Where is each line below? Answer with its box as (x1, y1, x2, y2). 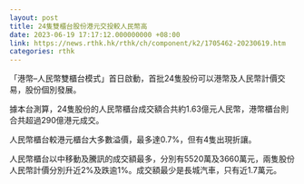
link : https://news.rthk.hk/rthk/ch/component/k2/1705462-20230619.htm (9, 38, 286, 48)
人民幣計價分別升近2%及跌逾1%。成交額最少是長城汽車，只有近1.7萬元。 (9, 165, 282, 176)
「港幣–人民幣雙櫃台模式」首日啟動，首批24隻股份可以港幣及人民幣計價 (9, 73, 279, 84)
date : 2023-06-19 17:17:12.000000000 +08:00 (9, 30, 181, 39)
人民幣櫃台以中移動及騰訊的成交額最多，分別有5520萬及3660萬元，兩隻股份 (9, 153, 295, 164)
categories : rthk (9, 47, 75, 56)
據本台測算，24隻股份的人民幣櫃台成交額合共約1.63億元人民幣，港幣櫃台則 (9, 103, 289, 114)
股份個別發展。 (25, 84, 82, 95)
